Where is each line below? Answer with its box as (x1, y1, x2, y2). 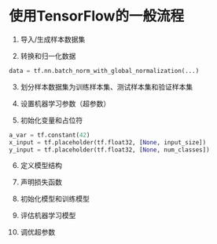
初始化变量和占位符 (20, 115, 83, 125)
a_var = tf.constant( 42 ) (9, 131, 90, 139)
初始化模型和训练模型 (20, 194, 90, 204)
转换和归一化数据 (20, 51, 76, 60)
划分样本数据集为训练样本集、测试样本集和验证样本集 (20, 82, 193, 91)
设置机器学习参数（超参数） (20, 99, 111, 108)
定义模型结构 (20, 161, 62, 170)
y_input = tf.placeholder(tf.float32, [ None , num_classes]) (9, 146, 211, 154)
